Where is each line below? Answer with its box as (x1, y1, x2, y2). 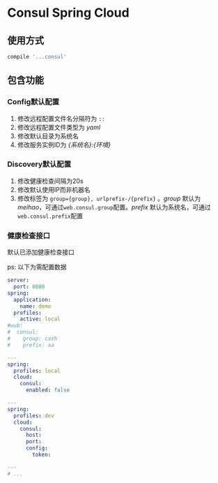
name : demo (20, 302, 52, 310)
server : (7, 277, 30, 284)
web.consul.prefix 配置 (17, 211, 84, 220)
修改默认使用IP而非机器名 (17, 185, 91, 193)
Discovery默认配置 (7, 159, 72, 169)
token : (32, 452, 52, 459)
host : (25, 431, 42, 439)
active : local (20, 315, 61, 322)
